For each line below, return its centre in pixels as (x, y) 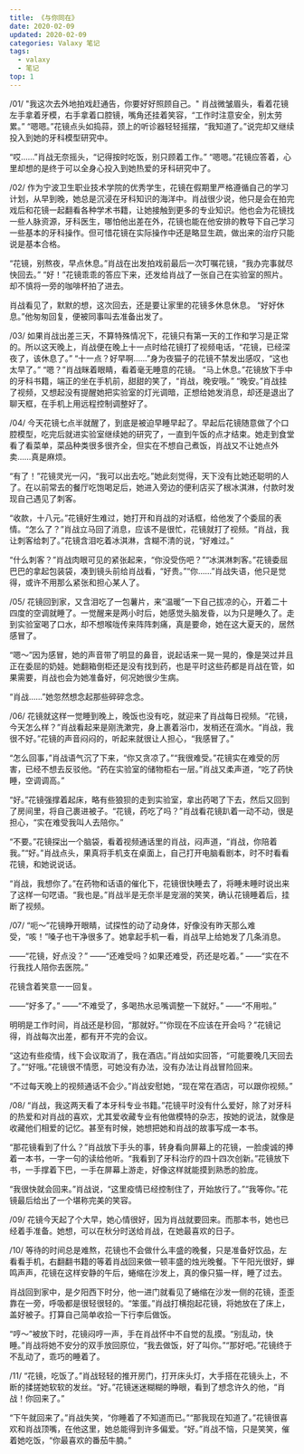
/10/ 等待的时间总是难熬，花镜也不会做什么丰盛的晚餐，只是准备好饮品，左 (148, 1249)
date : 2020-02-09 (42, 26)
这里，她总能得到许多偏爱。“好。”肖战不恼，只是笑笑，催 (185, 1429)
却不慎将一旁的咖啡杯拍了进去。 (69, 285)
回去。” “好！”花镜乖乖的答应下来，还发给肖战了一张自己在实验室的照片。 (152, 274)
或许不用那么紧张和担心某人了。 (85, 582)
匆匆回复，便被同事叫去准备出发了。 (100, 316)
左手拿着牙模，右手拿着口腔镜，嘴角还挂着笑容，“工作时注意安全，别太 (142, 115)
